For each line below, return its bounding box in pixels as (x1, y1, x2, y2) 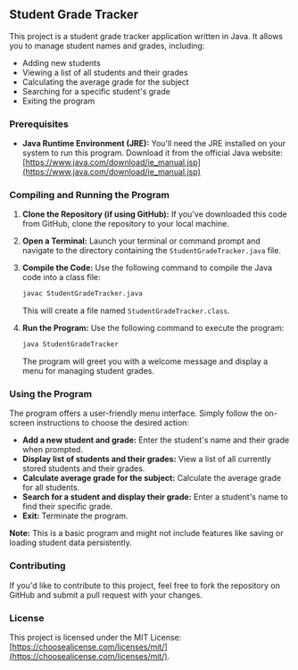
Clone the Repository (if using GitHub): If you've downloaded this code (21, 209, 287, 219)
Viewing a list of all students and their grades (21, 67, 189, 78)
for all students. (21, 482, 80, 493)
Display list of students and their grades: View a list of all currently (21, 454, 272, 465)
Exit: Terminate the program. (21, 510, 128, 521)
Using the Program (9, 388, 92, 401)
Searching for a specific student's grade (21, 86, 171, 96)
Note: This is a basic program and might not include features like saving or (9, 528, 284, 539)
